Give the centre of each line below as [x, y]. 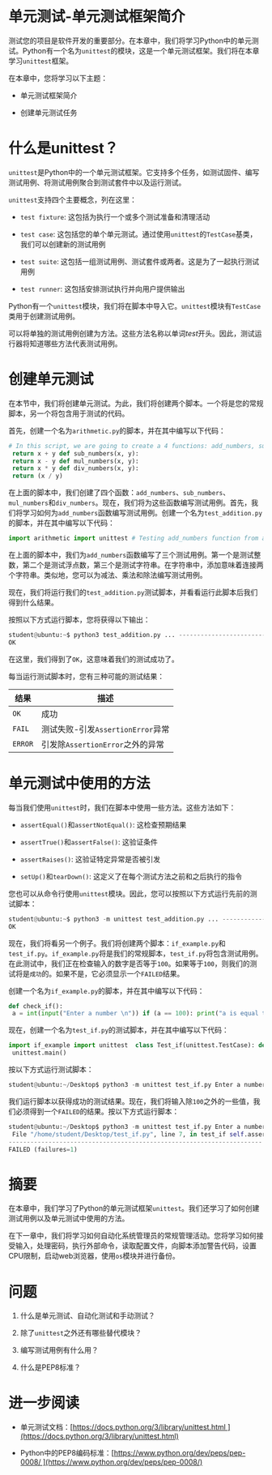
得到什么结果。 [33, 603]
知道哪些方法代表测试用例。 [76, 343]
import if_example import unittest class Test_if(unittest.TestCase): [132, 1045]
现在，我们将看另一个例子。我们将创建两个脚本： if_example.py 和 [117, 943]
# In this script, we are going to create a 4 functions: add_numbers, [132, 446]
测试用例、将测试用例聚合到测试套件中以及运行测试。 [97, 182]
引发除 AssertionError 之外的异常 [102, 744]
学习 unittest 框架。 [41, 61]
